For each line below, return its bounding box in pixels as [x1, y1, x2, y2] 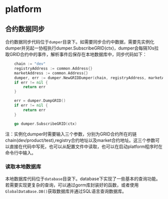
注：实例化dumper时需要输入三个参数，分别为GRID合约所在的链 [5, 131, 137, 137]
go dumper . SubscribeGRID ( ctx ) [14, 121, 77, 126]
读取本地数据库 [5, 163, 41, 170]
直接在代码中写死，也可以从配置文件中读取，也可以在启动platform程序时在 [9, 143, 162, 149]
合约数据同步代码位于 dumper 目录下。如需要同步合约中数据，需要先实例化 [5, 39, 154, 44]
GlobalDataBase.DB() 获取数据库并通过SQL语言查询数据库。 [5, 188, 126, 194]
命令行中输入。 [5, 149, 36, 155]
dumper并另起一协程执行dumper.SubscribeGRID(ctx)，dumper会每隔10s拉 [5, 45, 159, 51]
